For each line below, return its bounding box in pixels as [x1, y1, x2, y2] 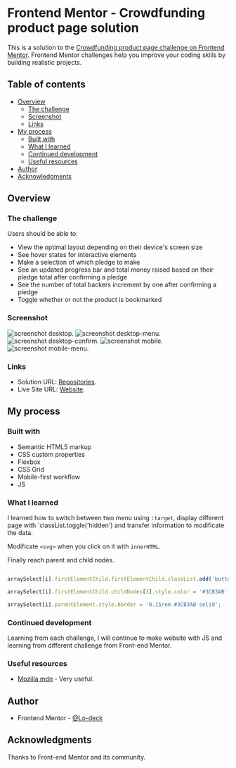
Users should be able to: [7, 229, 79, 238]
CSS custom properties [17, 450, 86, 458]
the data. [7, 529, 33, 537]
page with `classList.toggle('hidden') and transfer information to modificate [7, 521, 225, 529]
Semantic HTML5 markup [17, 442, 92, 451]
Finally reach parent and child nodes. [7, 556, 114, 565]
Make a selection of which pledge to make [17, 258, 140, 267]
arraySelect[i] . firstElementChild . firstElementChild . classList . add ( [7, 576, 212, 583]
